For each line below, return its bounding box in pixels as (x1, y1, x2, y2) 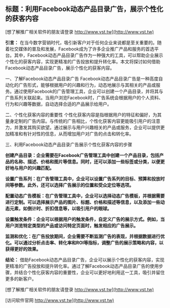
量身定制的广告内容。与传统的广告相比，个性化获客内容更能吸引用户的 (5, 118, 152, 124)
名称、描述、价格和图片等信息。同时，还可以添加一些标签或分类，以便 (14, 159, 160, 165)
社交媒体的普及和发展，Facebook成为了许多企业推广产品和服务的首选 (9, 46, 154, 52)
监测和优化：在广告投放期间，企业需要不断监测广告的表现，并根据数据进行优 (5, 233, 165, 239)
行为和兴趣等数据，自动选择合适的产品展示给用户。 (5, 101, 112, 107)
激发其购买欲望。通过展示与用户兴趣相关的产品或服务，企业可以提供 (18, 124, 160, 130)
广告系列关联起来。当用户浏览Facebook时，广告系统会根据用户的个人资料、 (5, 94, 163, 100)
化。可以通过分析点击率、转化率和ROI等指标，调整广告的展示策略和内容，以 (5, 240, 163, 246)
